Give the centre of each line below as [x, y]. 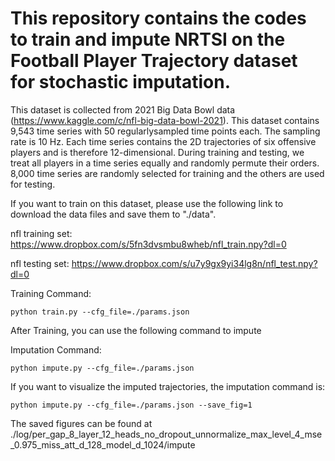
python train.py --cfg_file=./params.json [100, 312]
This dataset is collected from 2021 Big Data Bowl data [123, 109]
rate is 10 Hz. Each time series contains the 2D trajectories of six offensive [163, 141]
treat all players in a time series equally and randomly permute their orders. [165, 163]
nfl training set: [41, 233]
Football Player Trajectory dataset [154, 61]
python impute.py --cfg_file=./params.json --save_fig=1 [131, 405]
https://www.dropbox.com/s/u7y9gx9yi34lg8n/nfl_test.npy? [194, 263]
